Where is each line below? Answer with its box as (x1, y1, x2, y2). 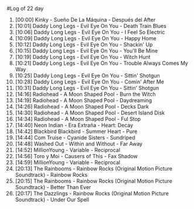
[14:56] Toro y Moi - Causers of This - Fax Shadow (15, 153, 138, 159)
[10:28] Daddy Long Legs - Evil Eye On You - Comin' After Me (15, 78, 165, 85)
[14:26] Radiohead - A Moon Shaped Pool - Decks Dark (15, 103, 149, 110)
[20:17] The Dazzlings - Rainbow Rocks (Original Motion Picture (15, 190, 169, 197)
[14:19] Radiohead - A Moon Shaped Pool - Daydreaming (15, 97, 152, 104)
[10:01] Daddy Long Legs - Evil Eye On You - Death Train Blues (15, 23, 166, 29)
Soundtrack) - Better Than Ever (15, 184, 91, 190)
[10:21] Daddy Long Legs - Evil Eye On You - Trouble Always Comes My (15, 60, 188, 67)
